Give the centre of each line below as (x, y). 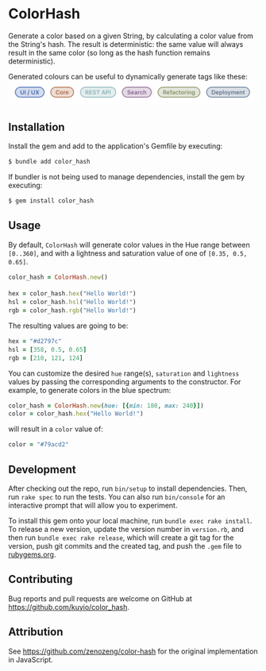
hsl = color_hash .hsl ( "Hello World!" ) (72, 303)
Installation (37, 127)
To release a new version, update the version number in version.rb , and (126, 529)
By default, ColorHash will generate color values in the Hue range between (129, 245)
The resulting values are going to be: (68, 326)
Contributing (40, 579)
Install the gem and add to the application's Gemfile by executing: (116, 146)
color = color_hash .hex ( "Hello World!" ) (76, 414)
